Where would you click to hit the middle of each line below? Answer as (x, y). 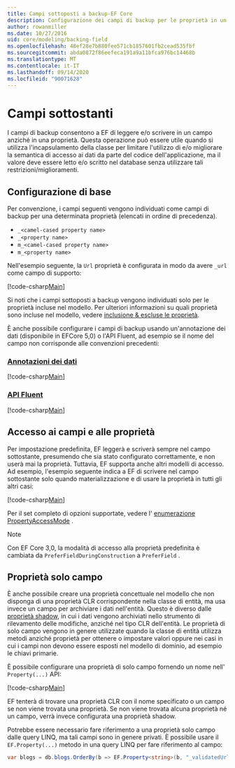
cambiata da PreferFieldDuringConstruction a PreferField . (94, 555)
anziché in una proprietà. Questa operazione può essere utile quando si (110, 140)
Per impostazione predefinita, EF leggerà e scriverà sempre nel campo (109, 449)
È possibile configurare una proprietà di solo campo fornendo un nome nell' (116, 667)
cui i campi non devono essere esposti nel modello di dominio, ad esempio (115, 646)
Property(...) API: (34, 674)
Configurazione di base (59, 192)
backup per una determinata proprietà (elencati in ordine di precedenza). (113, 216)
